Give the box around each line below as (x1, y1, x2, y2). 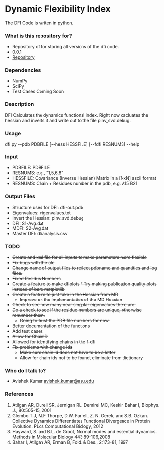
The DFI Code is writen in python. (5, 20, 74, 26)
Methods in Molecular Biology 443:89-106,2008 (12, 434, 110, 440)
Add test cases (12, 328, 43, 334)
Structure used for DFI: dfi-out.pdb (12, 204, 83, 210)
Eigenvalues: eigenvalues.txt (12, 210, 71, 216)
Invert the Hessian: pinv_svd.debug (12, 215, 84, 221)
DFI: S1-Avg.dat (12, 220, 44, 226)
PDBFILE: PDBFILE (12, 165, 50, 171)
